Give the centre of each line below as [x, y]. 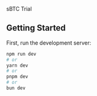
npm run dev [21, 54]
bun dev [16, 88]
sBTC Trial [19, 9]
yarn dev [17, 65]
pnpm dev [17, 77]
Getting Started [36, 28]
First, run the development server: [49, 43]
